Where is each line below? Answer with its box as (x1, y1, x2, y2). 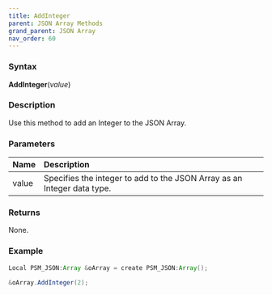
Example (8, 246, 44, 257)
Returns (8, 207, 40, 218)
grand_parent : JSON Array (8, 27, 96, 35)
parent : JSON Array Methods (8, 19, 104, 27)
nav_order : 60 (8, 34, 57, 43)
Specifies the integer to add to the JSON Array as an (43, 173, 243, 184)
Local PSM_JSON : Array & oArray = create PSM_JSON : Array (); (8, 263, 208, 272)
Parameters (8, 138, 55, 150)
